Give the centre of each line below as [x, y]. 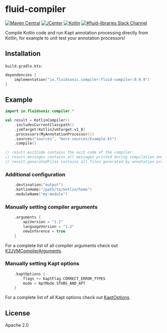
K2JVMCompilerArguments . [34, 251]
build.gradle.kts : [24, 65]
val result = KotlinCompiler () [38, 120]
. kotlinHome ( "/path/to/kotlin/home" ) [53, 190]
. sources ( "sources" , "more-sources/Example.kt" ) [65, 139]
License [18, 313]
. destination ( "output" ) [39, 185]
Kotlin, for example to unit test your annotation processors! [65, 38]
